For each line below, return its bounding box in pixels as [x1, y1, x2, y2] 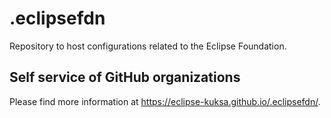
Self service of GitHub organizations [9, 69, 241, 86]
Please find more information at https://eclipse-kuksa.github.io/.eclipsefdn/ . [9, 95, 321, 107]
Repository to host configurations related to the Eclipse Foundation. [9, 40, 287, 52]
